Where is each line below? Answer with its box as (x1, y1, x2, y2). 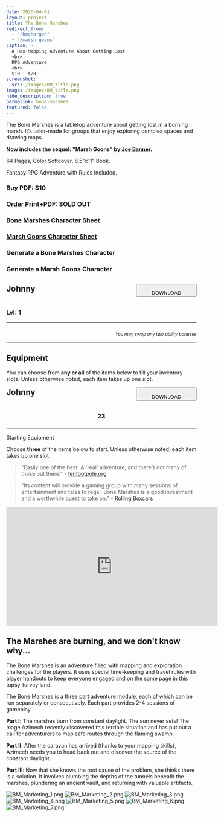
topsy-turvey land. (6, 681, 53, 688)
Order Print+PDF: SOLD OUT (6, 200, 91, 208)
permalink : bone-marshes (6, 98, 69, 104)
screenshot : (6, 76, 36, 82)
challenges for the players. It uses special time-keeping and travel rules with (6, 668, 196, 675)
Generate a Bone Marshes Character (6, 249, 116, 257)
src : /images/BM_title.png (11, 82, 80, 88)
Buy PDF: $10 (6, 184, 46, 192)
